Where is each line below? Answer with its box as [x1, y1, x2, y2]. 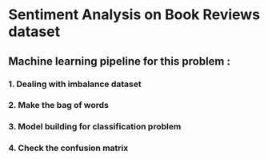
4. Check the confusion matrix [8, 142, 129, 153]
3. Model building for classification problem [8, 121, 182, 133]
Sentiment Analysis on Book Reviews [8, 6, 261, 24]
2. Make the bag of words [8, 100, 110, 111]
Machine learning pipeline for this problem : [8, 54, 230, 68]
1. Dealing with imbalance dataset [8, 78, 142, 89]
